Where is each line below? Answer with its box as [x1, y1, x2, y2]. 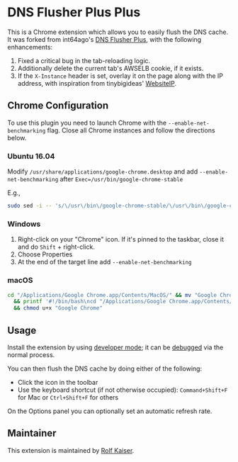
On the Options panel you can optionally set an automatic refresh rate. [7, 407, 212, 415]
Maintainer [7, 427, 57, 439]
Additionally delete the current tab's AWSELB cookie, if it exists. [17, 64, 204, 72]
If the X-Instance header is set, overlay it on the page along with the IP [17, 72, 224, 80]
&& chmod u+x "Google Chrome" [13, 305, 103, 312]
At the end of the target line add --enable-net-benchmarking [17, 258, 192, 266]
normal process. [7, 350, 55, 359]
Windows [7, 219, 41, 229]
